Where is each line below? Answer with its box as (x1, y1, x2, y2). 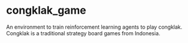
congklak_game (6, 4, 86, 17)
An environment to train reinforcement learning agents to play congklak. (6, 23, 183, 30)
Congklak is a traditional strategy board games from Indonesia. (6, 29, 161, 36)
